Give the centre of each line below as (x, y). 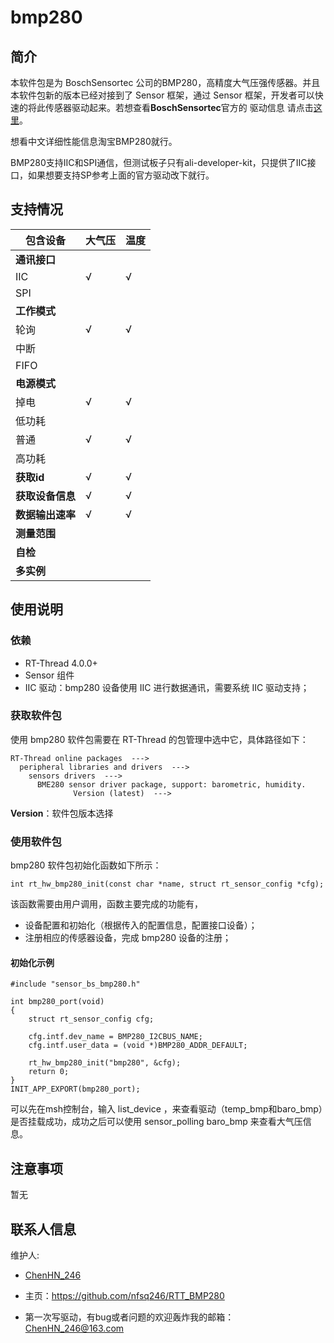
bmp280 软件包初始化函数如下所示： (86, 865)
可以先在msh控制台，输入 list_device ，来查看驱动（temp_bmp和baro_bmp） (166, 1109)
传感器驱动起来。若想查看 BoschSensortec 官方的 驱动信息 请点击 (179, 107)
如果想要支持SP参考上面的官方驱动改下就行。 (121, 175)
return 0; (49, 1072)
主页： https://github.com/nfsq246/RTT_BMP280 (124, 1295)
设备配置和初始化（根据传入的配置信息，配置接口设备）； (141, 925)
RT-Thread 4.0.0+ (61, 663)
